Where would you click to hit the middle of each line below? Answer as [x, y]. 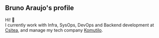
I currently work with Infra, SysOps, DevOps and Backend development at [79, 25]
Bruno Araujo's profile [40, 8]
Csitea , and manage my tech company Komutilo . [54, 30]
